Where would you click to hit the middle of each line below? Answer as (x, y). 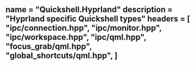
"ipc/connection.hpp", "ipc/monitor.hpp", (84, 28)
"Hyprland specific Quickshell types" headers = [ (98, 19)
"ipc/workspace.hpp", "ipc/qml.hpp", (76, 37)
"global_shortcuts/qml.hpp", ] (62, 56)
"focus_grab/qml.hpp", (49, 47)
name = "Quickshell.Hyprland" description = (89, 10)
